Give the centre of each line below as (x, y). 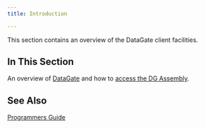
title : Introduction (38, 14)
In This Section (41, 62)
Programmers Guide (37, 118)
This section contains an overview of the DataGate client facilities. (103, 40)
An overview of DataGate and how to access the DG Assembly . (98, 78)
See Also (27, 100)
